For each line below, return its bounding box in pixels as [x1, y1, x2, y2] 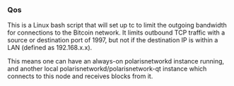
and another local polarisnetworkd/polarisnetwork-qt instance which [7, 65, 207, 73]
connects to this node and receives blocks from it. [7, 72, 153, 80]
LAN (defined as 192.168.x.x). [7, 44, 93, 52]
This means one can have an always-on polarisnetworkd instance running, [7, 57, 225, 66]
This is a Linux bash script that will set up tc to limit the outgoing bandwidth [7, 21, 228, 30]
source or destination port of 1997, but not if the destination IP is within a [7, 36, 218, 44]
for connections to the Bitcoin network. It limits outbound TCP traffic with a [7, 28, 226, 37]
